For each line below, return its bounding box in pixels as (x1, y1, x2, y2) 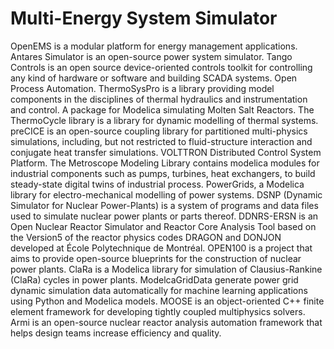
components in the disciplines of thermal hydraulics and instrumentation (10, 93, 308, 105)
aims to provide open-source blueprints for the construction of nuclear (10, 252, 302, 264)
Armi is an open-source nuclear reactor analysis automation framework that (10, 316, 323, 328)
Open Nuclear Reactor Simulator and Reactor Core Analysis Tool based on (10, 220, 317, 232)
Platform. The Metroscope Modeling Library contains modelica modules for (10, 157, 320, 169)
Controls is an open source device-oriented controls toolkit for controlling (10, 61, 313, 73)
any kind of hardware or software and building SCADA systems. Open (10, 72, 298, 84)
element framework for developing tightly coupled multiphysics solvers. (10, 305, 306, 317)
